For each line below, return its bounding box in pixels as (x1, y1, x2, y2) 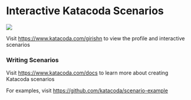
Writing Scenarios (6, 56, 59, 64)
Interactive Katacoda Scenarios (6, 4, 164, 18)
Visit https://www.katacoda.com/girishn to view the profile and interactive (6, 34, 185, 42)
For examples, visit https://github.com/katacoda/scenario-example (6, 87, 168, 94)
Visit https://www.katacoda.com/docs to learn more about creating (6, 69, 169, 76)
